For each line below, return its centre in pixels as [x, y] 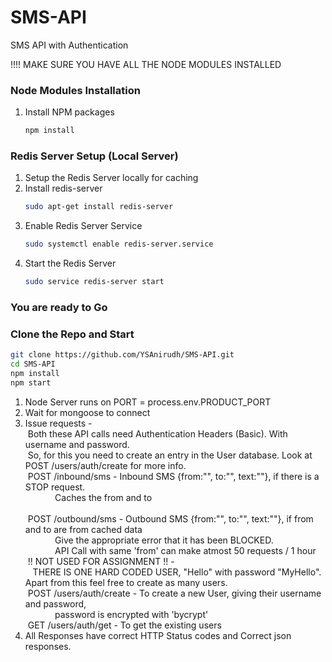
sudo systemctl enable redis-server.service [119, 244]
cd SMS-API [33, 364]
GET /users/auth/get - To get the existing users [124, 625]
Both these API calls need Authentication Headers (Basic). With [157, 433]
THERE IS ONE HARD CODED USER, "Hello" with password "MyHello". [177, 572]
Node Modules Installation [75, 90]
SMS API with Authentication [69, 45]
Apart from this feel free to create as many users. [126, 582]
